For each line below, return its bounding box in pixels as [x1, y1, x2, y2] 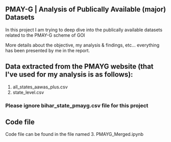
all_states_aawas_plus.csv [12, 84, 68, 90]
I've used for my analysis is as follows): [5, 70, 133, 79]
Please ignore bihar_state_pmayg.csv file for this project [5, 102, 149, 109]
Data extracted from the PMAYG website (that [5, 62, 154, 71]
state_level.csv [12, 89, 44, 95]
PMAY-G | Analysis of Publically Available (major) [5, 5, 166, 14]
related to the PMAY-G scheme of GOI [5, 32, 85, 38]
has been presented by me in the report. [5, 47, 90, 54]
